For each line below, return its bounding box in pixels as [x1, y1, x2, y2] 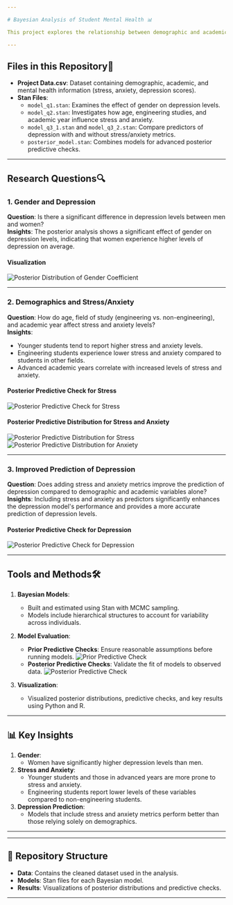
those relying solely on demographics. [27, 818, 137, 826]
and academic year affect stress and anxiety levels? [7, 320, 156, 329]
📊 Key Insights [7, 729, 74, 741]
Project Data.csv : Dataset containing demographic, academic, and [17, 79, 209, 87]
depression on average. [7, 242, 75, 250]
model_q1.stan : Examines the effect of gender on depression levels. [27, 101, 221, 110]
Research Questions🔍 [7, 173, 106, 184]
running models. [27, 653, 75, 661]
